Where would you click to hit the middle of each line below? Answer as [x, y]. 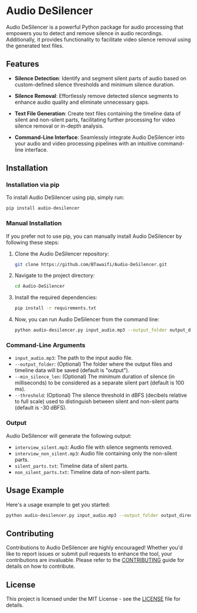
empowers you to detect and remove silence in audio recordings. [84, 33]
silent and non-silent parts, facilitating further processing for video [95, 120]
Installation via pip [33, 185]
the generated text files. [35, 46]
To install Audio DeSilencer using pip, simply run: [65, 197]
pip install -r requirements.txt [55, 308]
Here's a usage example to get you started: [58, 505]
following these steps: [33, 242]
